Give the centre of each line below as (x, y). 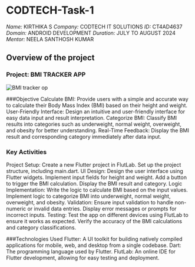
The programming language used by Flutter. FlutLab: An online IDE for (91, 251)
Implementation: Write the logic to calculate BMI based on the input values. (97, 190)
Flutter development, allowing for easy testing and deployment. (83, 258)
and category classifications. (41, 227)
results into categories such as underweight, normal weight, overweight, (94, 124)
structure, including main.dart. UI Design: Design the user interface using (95, 171)
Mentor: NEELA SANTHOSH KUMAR (50, 39)
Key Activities (27, 152)
